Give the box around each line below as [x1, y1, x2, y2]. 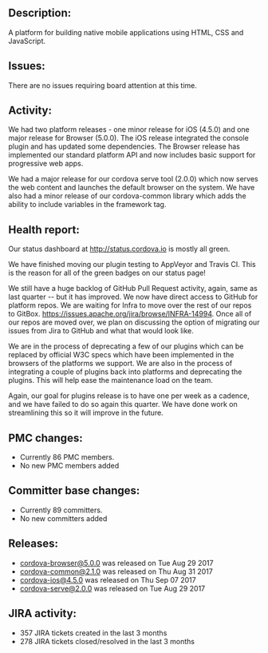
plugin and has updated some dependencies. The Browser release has [8, 141, 241, 151]
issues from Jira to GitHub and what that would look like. [8, 326, 194, 336]
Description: [8, 6, 72, 20]
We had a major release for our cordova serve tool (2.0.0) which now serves [8, 174, 258, 184]
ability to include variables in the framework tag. [8, 200, 167, 209]
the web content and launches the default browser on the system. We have [8, 183, 255, 193]
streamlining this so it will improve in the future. [8, 408, 164, 418]
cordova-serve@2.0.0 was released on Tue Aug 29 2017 [19, 583, 206, 593]
